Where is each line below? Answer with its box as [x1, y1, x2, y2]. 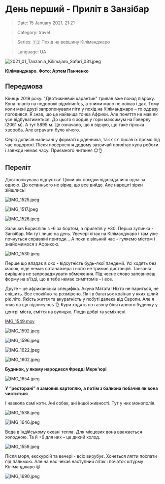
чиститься [5, 390, 28, 396]
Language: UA [17, 48, 47, 55]
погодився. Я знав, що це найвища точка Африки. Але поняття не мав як [5, 111, 158, 117]
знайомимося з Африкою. [5, 241, 60, 247]
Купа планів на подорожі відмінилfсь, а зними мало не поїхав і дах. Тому [5, 100, 159, 107]
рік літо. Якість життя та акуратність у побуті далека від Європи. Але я [5, 296, 154, 302]
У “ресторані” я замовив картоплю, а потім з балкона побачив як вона [5, 385, 158, 391]
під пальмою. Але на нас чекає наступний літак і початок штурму [5, 458, 144, 464]
